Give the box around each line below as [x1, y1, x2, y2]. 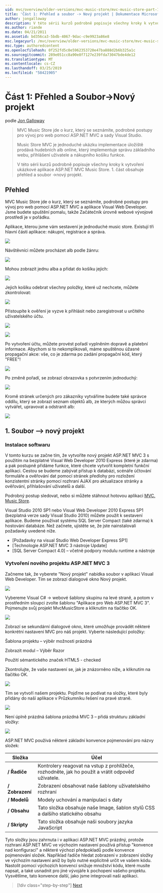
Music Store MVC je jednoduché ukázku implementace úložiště [16, 141, 144, 147]
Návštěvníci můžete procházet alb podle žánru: [5, 247, 99, 253]
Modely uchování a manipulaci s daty [37, 796, 123, 803]
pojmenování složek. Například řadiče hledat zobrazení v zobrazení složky [5, 852, 153, 858]
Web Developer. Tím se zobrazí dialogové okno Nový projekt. [5, 576, 128, 582]
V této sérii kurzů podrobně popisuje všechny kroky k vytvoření [16, 161, 144, 167]
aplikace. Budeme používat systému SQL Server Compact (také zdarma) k [5, 518, 154, 524]
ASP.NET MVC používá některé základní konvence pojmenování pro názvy [5, 737, 154, 743]
